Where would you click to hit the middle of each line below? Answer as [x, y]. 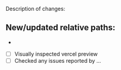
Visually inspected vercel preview [56, 54]
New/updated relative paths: [60, 27]
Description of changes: [36, 9]
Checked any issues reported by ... [58, 60]
